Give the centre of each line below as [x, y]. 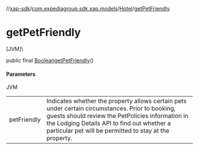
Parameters [21, 74]
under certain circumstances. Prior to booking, [111, 108]
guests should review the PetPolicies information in [117, 116]
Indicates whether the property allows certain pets [116, 101]
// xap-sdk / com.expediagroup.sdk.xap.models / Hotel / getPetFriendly [88, 9]
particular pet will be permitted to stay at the [108, 131]
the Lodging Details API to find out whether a [109, 123]
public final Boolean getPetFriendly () [50, 60]
